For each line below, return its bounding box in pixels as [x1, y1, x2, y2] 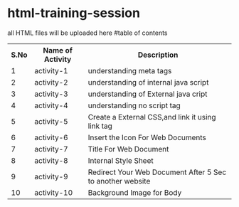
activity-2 [34, 77, 69, 87]
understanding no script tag [87, 100, 181, 110]
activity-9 [34, 171, 69, 181]
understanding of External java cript [87, 89, 208, 99]
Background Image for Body [87, 187, 182, 197]
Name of [42, 45, 73, 55]
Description [137, 50, 179, 60]
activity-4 [34, 100, 69, 110]
